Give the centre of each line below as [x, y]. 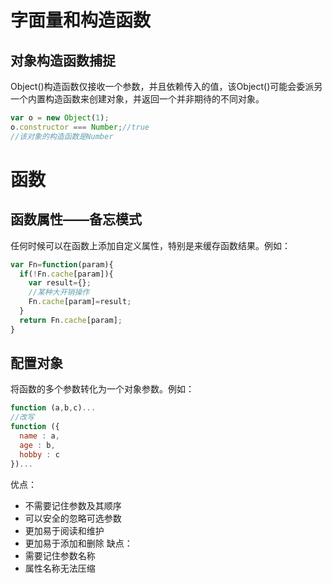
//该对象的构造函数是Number [62, 136]
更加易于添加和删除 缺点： [78, 543]
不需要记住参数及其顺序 [73, 505]
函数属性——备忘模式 [76, 219]
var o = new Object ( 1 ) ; [60, 118]
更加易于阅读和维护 [64, 530]
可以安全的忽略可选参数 [73, 518]
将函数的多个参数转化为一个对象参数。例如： [102, 389]
